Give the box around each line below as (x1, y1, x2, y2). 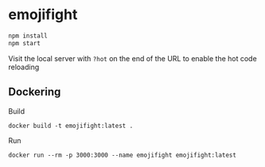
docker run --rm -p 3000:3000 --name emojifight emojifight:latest (8, 151, 237, 159)
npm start (8, 39, 41, 47)
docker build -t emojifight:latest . (8, 122, 134, 130)
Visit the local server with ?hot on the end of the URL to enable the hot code (8, 53, 257, 63)
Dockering (8, 85, 61, 99)
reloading (8, 62, 40, 72)
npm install (8, 32, 48, 40)
